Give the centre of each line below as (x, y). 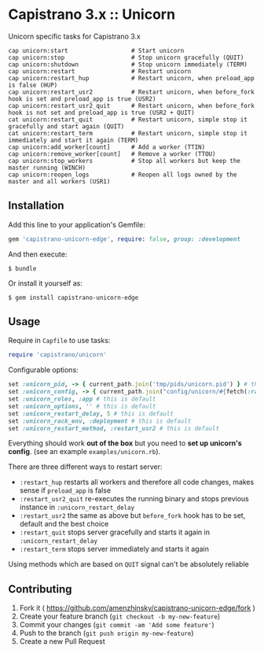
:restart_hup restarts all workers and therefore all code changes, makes (137, 482)
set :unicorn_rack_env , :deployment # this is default (100, 421)
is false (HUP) (33, 85)
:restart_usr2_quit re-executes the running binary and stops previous (134, 499)
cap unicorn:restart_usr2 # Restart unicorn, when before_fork (132, 92)
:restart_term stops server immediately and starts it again (114, 549)
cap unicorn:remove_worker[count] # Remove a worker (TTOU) (112, 154)
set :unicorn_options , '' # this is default (82, 406)
